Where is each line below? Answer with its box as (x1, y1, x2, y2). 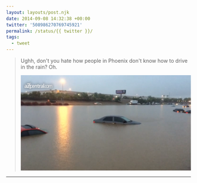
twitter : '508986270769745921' (6, 22, 83, 28)
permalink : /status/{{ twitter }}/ (6, 28, 93, 34)
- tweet (11, 40, 30, 46)
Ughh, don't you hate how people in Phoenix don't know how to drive (20, 57, 188, 64)
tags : (6, 34, 19, 40)
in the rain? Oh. (20, 63, 57, 70)
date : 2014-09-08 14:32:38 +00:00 (6, 15, 91, 22)
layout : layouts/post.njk (6, 9, 69, 15)
